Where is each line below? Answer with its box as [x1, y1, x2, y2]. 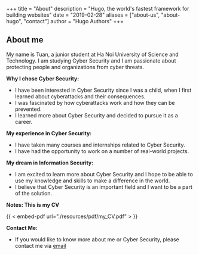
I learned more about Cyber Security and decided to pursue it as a [14, 111, 178, 119]
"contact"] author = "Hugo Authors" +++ [23, 18, 124, 24]
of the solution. [14, 189, 53, 197]
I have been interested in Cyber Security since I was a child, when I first [14, 86, 192, 94]
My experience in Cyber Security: [6, 129, 92, 136]
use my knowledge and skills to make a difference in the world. [14, 177, 170, 184]
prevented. [14, 105, 42, 113]
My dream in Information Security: [6, 159, 94, 166]
